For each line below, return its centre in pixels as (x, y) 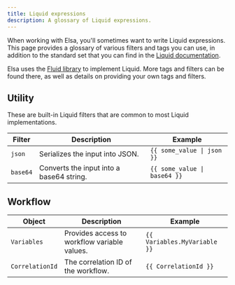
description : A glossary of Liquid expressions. (79, 20)
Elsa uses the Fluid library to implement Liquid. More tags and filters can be (116, 69)
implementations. (32, 123)
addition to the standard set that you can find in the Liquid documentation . (114, 55)
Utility (21, 98)
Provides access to (95, 233)
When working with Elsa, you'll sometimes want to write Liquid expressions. (116, 40)
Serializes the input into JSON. (89, 154)
